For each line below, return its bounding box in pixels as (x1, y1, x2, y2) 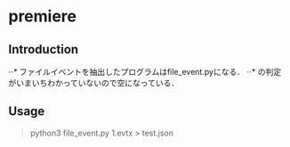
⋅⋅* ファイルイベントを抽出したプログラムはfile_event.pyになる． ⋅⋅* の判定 (8, 67, 282, 77)
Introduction (8, 42, 79, 57)
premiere (8, 6, 77, 27)
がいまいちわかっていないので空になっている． (8, 78, 180, 88)
